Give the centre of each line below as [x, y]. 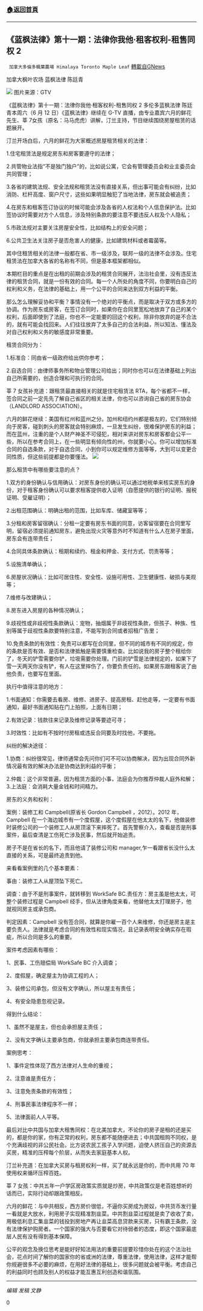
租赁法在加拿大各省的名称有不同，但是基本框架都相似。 [75, 261]
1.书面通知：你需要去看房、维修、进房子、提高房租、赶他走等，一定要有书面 [101, 699]
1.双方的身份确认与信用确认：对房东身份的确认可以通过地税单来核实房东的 [98, 483]
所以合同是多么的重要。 [46, 937]
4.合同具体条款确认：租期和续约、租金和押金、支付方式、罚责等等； [91, 551]
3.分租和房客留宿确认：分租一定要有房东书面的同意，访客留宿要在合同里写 [99, 523]
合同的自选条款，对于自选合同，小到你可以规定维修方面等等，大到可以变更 [99, 450]
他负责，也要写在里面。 [35, 674]
